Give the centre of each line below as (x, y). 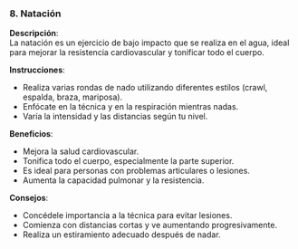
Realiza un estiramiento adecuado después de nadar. (121, 235)
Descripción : (34, 34)
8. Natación (35, 14)
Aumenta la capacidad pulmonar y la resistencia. (113, 180)
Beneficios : (31, 134)
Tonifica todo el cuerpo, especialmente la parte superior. (128, 161)
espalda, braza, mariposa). (72, 97)
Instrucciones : (37, 70)
